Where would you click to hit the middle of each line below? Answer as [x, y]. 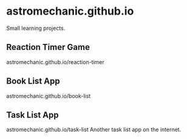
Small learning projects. [36, 28]
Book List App [33, 81]
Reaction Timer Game [48, 47]
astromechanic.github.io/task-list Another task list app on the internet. [94, 130]
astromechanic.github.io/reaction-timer [56, 62]
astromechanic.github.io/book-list [49, 96]
